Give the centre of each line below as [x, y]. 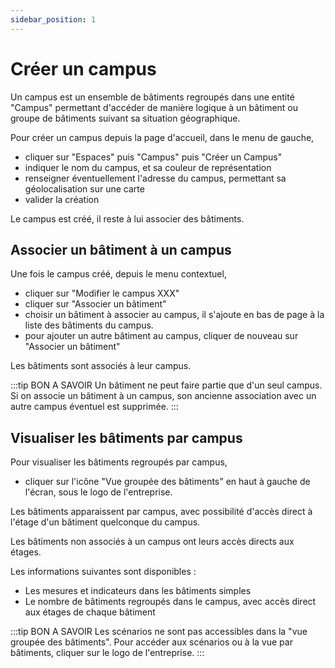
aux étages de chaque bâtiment [90, 612]
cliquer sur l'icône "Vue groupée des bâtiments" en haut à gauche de [167, 482]
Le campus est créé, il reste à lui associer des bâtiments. [127, 218]
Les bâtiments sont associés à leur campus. [101, 366]
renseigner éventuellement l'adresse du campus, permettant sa [155, 178]
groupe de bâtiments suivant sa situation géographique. [125, 118]
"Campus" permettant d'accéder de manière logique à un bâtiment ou [154, 107]
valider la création [62, 199]
